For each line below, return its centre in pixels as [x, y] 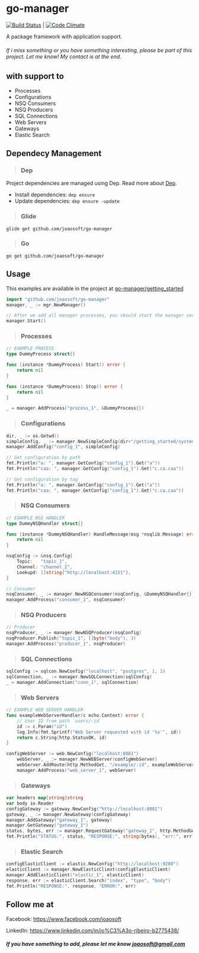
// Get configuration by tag [42, 479]
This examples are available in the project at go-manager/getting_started [95, 288]
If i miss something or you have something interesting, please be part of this [99, 50]
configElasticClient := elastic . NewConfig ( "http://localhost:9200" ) [92, 864]
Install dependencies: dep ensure [55, 195]
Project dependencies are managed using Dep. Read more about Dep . [92, 183]
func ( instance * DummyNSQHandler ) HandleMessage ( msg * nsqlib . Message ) [95, 534]
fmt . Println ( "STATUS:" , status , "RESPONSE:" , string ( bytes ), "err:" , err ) [100, 837]
